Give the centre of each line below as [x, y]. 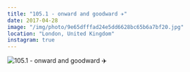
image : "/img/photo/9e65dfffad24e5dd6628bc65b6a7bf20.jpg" [96, 27]
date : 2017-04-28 [33, 20]
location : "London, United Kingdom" [61, 34]
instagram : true [31, 40]
